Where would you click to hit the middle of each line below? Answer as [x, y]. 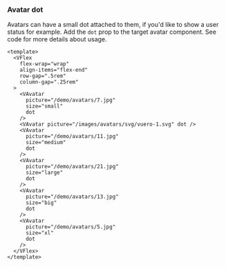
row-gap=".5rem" [43, 76]
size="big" [41, 203]
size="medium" [46, 143]
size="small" [44, 106]
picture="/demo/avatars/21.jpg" [72, 167]
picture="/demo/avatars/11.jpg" [72, 137]
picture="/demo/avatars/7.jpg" [70, 100]
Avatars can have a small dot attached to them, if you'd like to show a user [113, 25]
